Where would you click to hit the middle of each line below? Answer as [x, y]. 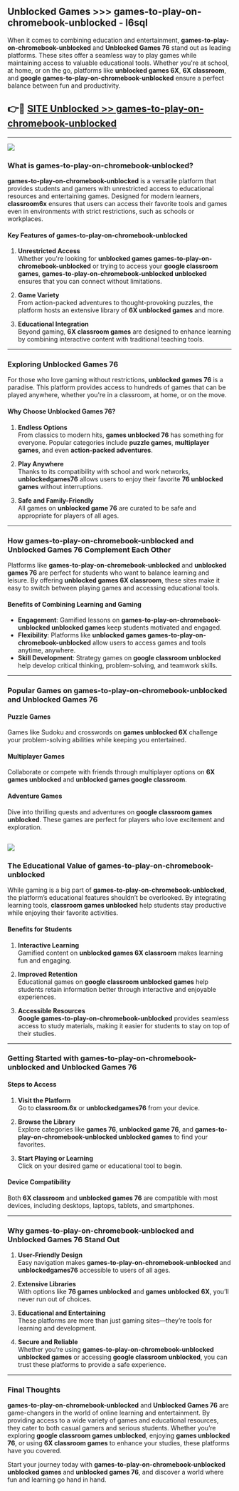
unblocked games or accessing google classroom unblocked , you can [122, 1357]
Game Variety [38, 295]
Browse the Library [47, 1122]
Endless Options [42, 427]
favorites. [32, 1144]
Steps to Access [32, 1085]
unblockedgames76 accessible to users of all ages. [94, 1270]
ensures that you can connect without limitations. [90, 282]
